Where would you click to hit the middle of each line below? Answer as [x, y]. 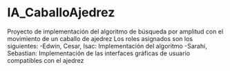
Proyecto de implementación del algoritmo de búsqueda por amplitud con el [115, 31]
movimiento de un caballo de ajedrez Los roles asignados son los [100, 38]
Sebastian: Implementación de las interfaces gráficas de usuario [99, 53]
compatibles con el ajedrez [46, 60]
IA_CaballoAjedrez [61, 13]
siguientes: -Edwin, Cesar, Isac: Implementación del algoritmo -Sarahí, [107, 46]
